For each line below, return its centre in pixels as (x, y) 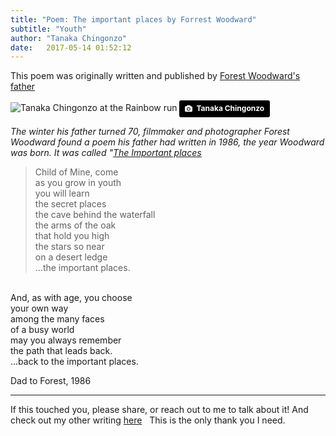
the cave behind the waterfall (95, 214)
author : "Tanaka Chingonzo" (69, 38)
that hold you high (72, 235)
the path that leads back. (61, 350)
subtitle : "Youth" (48, 29)
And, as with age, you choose (71, 297)
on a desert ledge (71, 257)
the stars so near (69, 246)
